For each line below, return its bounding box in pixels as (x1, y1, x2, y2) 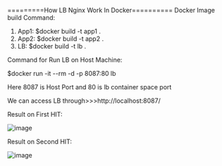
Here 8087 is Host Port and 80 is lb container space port (7, 83, 172, 91)
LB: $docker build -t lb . (17, 42, 87, 50)
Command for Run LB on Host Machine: (7, 56, 123, 64)
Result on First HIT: (7, 110, 63, 118)
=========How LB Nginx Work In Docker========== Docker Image (7, 6, 215, 14)
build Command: (7, 13, 56, 22)
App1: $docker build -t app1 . (17, 27, 101, 35)
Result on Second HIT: (7, 137, 73, 146)
